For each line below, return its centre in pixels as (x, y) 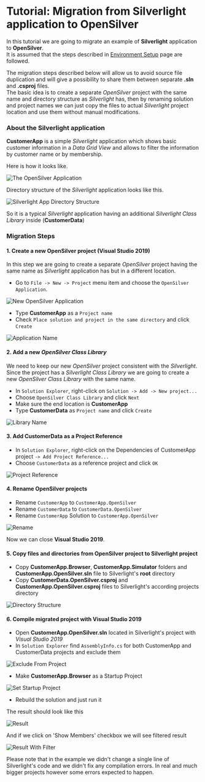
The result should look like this (45, 712)
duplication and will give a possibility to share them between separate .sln (100, 79)
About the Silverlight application (56, 128)
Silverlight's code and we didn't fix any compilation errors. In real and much (102, 766)
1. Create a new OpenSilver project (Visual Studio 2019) (78, 250)
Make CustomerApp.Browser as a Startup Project (79, 676)
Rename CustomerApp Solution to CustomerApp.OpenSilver (87, 515)
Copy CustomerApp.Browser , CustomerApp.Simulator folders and (101, 567)
